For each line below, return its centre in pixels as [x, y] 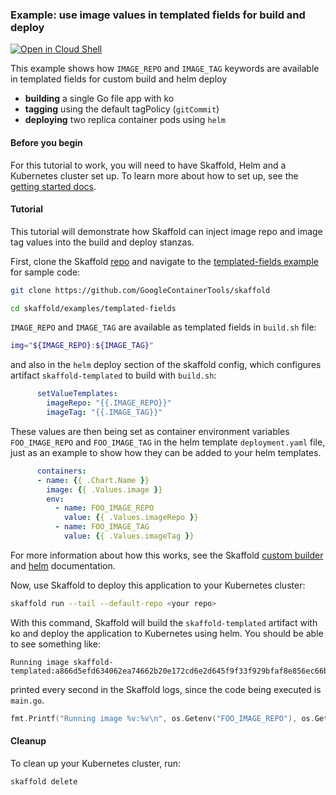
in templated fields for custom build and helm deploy [119, 79]
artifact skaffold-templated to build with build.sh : [113, 375]
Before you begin [46, 142]
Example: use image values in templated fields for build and [158, 15]
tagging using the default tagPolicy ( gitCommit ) [122, 109]
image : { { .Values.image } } [104, 489]
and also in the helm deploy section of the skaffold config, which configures [166, 365]
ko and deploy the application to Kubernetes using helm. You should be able [167, 633]
